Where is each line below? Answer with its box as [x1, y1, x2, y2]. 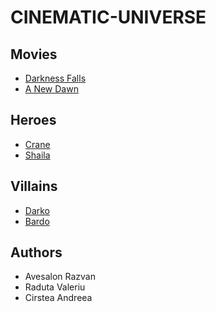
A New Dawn [24, 83, 79, 95]
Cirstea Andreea [24, 292, 93, 304]
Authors [10, 244, 63, 261]
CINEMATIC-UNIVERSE [10, 6, 207, 29]
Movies [10, 46, 58, 63]
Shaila [24, 149, 51, 161]
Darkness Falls [24, 72, 87, 84]
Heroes [10, 112, 57, 129]
